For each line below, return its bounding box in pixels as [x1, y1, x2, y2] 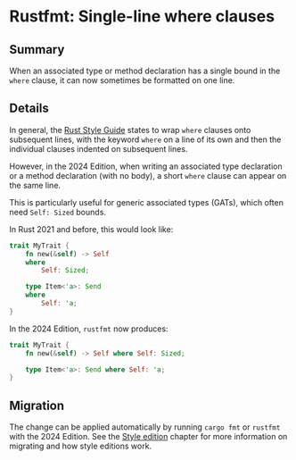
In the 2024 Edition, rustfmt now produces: [9, 323, 169, 334]
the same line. [9, 180, 61, 190]
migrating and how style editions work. [9, 440, 152, 452]
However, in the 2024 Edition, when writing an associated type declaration [9, 161, 283, 171]
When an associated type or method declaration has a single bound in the [9, 65, 281, 76]
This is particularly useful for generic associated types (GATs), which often [9, 197, 284, 207]
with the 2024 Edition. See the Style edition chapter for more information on [9, 431, 288, 442]
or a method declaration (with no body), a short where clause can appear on [9, 170, 287, 180]
